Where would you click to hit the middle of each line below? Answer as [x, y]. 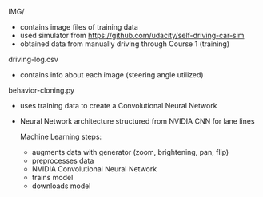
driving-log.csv [33, 59]
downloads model [61, 186]
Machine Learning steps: [61, 136]
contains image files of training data [79, 27]
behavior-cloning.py [41, 90]
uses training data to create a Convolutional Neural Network [118, 106]
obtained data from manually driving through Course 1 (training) [125, 44]
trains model [52, 177]
